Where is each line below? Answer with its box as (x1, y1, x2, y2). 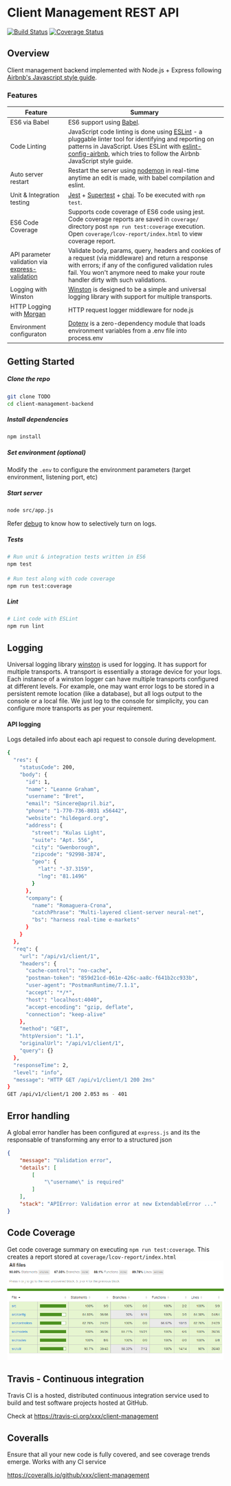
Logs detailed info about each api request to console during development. (7, 735, 217, 743)
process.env (67, 333, 103, 342)
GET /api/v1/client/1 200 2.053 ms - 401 (7, 1091, 128, 1098)
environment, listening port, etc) (7, 473, 98, 482)
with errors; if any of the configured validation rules (67, 261, 213, 269)
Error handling (7, 1110, 70, 1122)
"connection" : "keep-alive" (25, 1011, 107, 1018)
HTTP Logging (10, 302, 52, 311)
